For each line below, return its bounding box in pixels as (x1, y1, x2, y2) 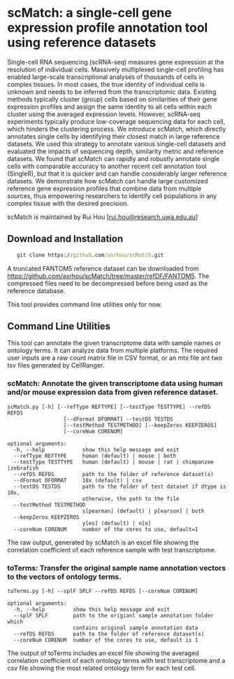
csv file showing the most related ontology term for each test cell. (7, 664, 197, 673)
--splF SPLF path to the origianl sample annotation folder (13, 612, 214, 619)
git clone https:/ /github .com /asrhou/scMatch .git (16, 251, 164, 258)
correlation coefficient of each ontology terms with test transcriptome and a (7, 657, 226, 665)
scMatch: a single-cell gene (7, 5, 173, 21)
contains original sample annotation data (73, 624, 198, 631)
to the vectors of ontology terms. (7, 572, 122, 582)
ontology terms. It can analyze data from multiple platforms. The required (7, 346, 218, 355)
